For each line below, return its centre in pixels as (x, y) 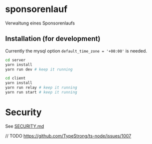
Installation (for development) (53, 39)
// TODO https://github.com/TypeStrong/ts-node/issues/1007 (68, 135)
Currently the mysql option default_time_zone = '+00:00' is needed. (76, 50)
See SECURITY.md (25, 126)
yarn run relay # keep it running (41, 88)
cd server (16, 60)
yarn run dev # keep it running (39, 69)
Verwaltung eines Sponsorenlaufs (40, 23)
